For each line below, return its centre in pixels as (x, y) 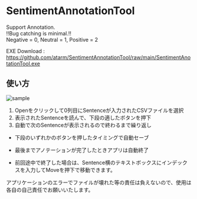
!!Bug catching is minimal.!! (39, 33)
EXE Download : (26, 51)
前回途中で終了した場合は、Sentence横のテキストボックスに (88, 162)
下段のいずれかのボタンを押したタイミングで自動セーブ (82, 137)
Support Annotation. (31, 27)
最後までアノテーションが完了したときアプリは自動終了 (82, 150)
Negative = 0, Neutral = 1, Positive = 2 (52, 39)
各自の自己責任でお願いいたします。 (50, 190)
